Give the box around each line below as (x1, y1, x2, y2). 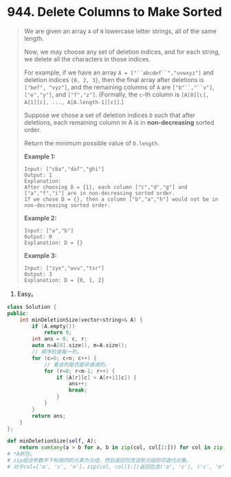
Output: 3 (23, 270, 53, 278)
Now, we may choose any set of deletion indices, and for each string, (23, 48, 220, 56)
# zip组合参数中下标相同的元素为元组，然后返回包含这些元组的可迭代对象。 (7, 457, 192, 464)
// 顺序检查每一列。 (32, 349, 82, 356)
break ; (68, 387, 88, 394)
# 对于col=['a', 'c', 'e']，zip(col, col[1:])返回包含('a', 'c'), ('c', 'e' (7, 463, 225, 470)
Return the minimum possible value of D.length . (23, 139, 159, 147)
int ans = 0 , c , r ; (32, 336, 88, 343)
